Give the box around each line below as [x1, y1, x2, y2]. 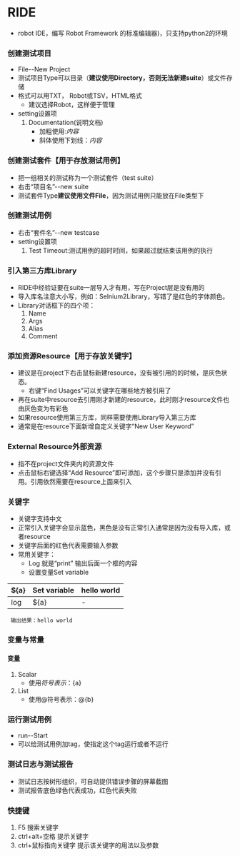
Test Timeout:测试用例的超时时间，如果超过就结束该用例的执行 [28, 246, 213, 254]
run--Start [17, 731, 49, 740]
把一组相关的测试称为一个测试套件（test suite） [17, 173, 158, 182]
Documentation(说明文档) [28, 119, 104, 127]
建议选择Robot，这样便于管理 [28, 101, 116, 109]
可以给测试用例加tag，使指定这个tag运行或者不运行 [17, 740, 169, 748]
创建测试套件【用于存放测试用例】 [7, 156, 125, 166]
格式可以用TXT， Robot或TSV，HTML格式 [17, 91, 143, 100]
